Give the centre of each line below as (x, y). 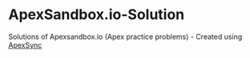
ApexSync (25, 44)
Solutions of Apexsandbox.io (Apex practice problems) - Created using (125, 37)
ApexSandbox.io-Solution (97, 15)
